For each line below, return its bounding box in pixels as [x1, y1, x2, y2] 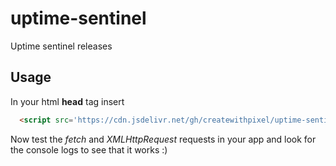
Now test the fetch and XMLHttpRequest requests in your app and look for [10, 133, 317, 145]
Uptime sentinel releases [10, 40, 113, 52]
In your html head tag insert [10, 95, 125, 107]
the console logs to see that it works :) [10, 143, 168, 156]
